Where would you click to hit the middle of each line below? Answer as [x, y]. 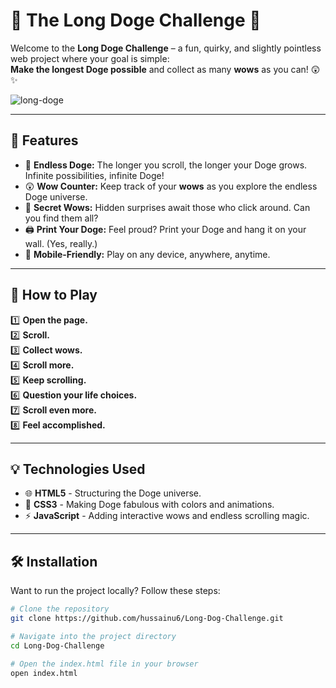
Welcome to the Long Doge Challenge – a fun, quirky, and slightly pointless [166, 48]
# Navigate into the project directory [93, 636]
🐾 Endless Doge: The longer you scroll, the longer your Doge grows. [166, 165]
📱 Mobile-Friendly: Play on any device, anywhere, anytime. [147, 254]
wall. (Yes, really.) [61, 243]
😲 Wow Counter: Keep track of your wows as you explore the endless [171, 186]
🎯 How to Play [54, 295]
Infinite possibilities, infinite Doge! [94, 175]
